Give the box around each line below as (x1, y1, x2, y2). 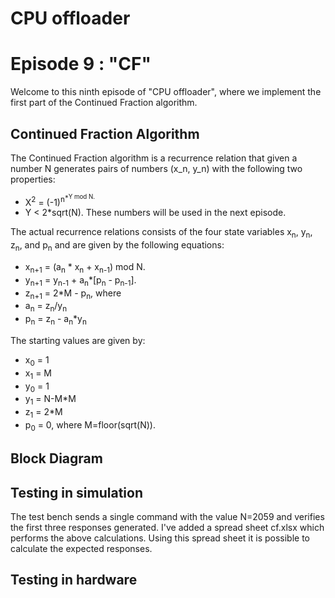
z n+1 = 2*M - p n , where (24, 287, 122, 301)
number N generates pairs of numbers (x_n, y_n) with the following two (10, 162, 303, 174)
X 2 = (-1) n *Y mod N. (24, 192, 96, 208)
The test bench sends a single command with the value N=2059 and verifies (10, 511, 325, 523)
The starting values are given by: (10, 335, 146, 347)
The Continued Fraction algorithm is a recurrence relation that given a (10, 152, 298, 164)
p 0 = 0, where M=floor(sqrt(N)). (24, 419, 156, 433)
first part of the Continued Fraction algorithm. (10, 97, 198, 109)
